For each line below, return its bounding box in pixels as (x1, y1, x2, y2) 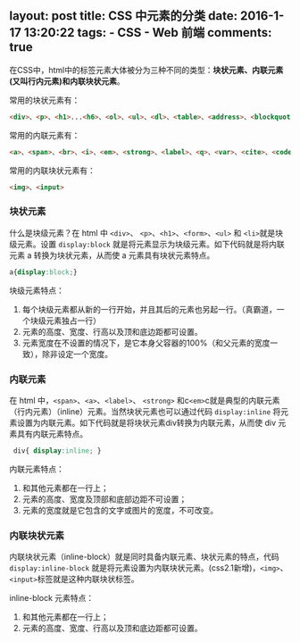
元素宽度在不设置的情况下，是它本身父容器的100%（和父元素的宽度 (21, 338, 271, 348)
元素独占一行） (46, 315, 101, 326)
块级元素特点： (9, 285, 64, 296)
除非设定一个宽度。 (41, 348, 113, 359)
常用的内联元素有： (9, 129, 80, 140)
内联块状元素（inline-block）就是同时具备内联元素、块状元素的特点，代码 (9, 552, 279, 563)
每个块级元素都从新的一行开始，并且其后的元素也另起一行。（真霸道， (21, 304, 277, 314)
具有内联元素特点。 (16, 428, 87, 439)
